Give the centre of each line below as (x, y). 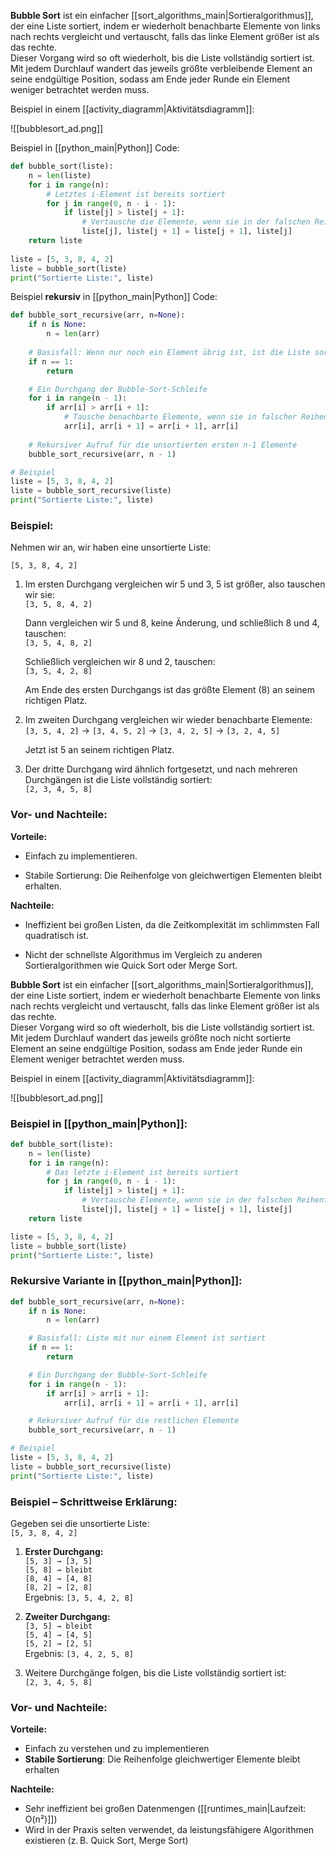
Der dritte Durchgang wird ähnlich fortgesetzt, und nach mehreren (161, 769)
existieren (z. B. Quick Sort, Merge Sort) (106, 1841)
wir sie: (39, 595)
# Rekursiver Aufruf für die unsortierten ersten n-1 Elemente (163, 445)
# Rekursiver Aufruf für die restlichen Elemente (134, 1421)
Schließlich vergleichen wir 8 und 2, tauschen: (120, 662)
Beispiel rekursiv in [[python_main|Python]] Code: (114, 297)
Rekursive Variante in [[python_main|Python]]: (126, 1281)
